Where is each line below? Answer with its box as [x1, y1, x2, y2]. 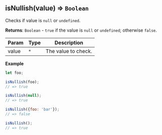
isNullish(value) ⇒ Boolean [5, 4, 89, 13]
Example [5, 60, 24, 66]
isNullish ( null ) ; [5, 93, 42, 98]
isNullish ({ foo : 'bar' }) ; [5, 107, 59, 112]
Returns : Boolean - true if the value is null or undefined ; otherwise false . [5, 27, 157, 33]
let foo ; [5, 70, 24, 75]
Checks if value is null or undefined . [5, 17, 81, 23]
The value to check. [45, 47, 92, 54]
